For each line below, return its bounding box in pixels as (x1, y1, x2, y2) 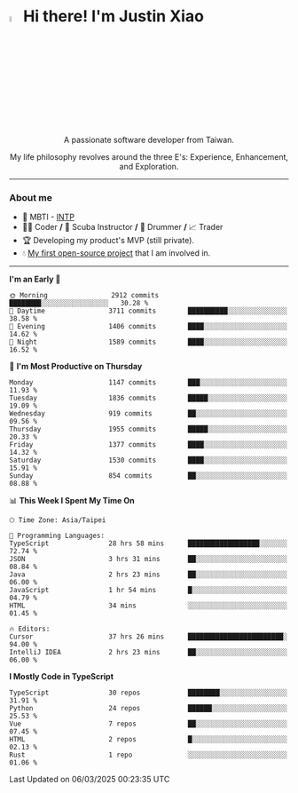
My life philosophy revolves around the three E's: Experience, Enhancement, (9, 152, 289, 163)
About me (9, 192, 53, 204)
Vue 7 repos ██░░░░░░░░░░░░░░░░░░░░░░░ (9, 719, 288, 729)
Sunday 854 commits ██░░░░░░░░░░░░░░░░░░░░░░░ (9, 472, 288, 480)
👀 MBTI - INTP (21, 211, 75, 223)
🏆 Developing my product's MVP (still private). (21, 235, 195, 246)
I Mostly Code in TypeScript (9, 671, 114, 682)
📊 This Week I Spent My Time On (9, 496, 135, 506)
